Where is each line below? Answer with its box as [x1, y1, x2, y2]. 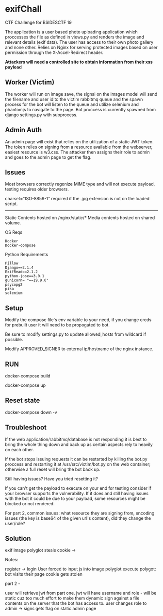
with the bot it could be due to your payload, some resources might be [5, 496, 146, 501]
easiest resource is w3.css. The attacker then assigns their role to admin [5, 149, 150, 155]
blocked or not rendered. [5, 500, 55, 506]
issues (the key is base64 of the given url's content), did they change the [5, 515, 151, 521]
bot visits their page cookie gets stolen [5, 571, 82, 577]
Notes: [5, 557, 18, 563]
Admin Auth [5, 126, 42, 134]
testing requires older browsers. [5, 186, 69, 192]
